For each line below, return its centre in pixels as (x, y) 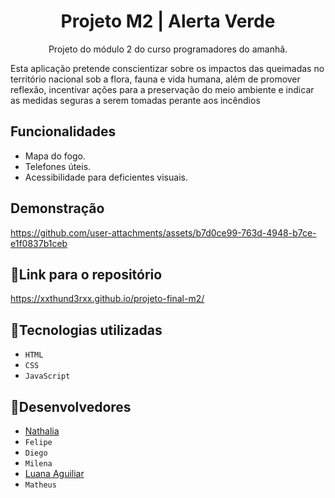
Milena (38, 464)
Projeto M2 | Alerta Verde (168, 21)
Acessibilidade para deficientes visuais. (106, 177)
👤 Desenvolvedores (71, 406)
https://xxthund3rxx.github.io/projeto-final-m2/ (107, 299)
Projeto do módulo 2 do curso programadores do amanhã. (168, 49)
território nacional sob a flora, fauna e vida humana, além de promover (155, 79)
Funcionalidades (63, 131)
